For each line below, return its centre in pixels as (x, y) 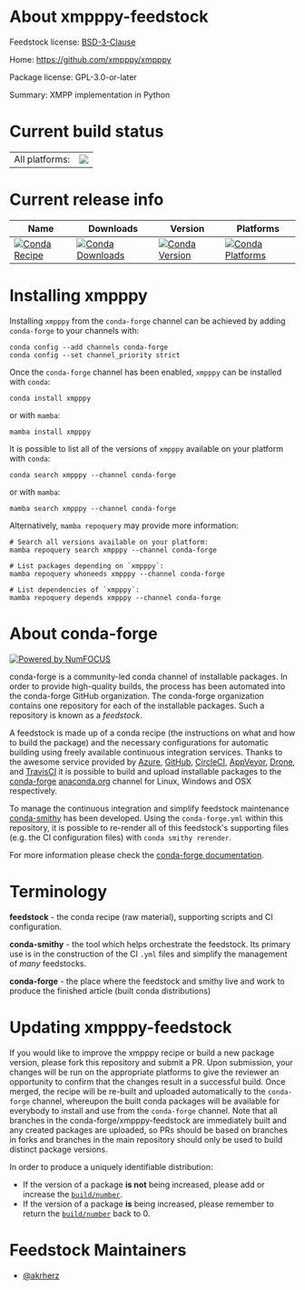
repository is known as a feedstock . (76, 715)
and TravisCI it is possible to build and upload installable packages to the (146, 771)
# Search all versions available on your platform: (109, 542)
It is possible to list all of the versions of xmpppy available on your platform (147, 448)
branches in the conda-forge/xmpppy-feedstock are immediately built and (148, 1120)
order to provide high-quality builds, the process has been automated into (148, 686)
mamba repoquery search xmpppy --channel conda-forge (113, 550)
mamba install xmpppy (50, 432)
